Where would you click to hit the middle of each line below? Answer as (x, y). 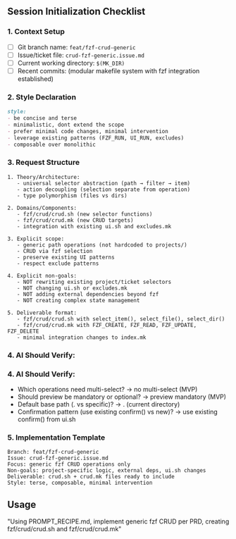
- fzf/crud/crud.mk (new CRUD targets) (75, 220)
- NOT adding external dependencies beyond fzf (88, 294)
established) (36, 79)
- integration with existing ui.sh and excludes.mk (94, 226)
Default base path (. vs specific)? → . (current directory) (99, 404)
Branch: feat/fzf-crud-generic (53, 452)
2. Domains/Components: (42, 208)
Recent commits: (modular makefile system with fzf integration (108, 70)
